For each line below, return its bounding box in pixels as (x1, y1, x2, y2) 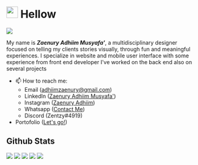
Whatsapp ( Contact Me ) (24, 105, 86, 112)
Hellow (20, 7, 56, 21)
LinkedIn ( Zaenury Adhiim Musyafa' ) (24, 92, 116, 100)
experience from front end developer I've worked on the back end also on (6, 58, 193, 65)
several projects (6, 65, 47, 72)
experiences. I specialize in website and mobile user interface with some (6, 52, 189, 59)
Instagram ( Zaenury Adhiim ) (24, 98, 95, 106)
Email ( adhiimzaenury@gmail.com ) (24, 86, 112, 93)
